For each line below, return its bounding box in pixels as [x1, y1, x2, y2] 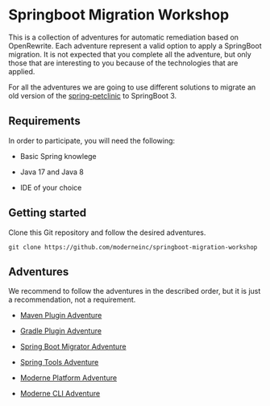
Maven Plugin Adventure [19, 311, 102, 320]
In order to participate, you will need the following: [8, 136, 176, 145]
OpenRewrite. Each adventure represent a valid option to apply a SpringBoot [8, 40, 262, 50]
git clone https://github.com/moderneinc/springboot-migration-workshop [8, 243, 258, 251]
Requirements [8, 115, 81, 128]
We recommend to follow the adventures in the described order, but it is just [8, 287, 261, 296]
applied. [8, 66, 35, 76]
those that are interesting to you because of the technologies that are [8, 58, 239, 68]
